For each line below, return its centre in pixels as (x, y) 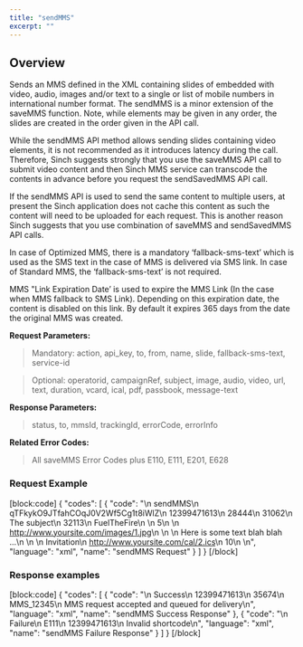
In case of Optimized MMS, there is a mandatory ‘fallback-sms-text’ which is (152, 252)
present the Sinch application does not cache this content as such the (140, 206)
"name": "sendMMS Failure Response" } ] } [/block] (105, 633)
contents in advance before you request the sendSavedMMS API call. (139, 179)
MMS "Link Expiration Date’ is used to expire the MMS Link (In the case (142, 290)
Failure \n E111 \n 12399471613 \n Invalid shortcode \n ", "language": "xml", (142, 623)
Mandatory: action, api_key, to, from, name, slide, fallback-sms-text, (158, 353)
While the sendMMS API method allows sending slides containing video (142, 140)
